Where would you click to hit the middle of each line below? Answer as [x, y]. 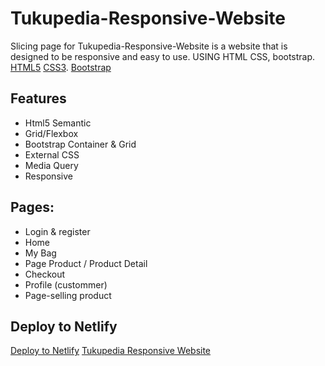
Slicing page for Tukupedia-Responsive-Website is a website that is [149, 46]
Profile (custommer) [66, 284]
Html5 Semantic [58, 123]
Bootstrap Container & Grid [80, 144]
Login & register [57, 231]
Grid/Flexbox [51, 133]
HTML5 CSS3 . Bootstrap [61, 67]
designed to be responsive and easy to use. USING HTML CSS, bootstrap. [163, 56]
